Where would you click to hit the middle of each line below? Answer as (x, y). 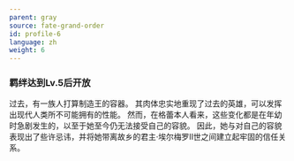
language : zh (33, 42)
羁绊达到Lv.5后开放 (50, 83)
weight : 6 (27, 50)
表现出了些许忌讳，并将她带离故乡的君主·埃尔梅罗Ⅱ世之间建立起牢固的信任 (144, 137)
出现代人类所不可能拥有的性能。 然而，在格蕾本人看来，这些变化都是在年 (142, 115)
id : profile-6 (35, 34)
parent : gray (33, 17)
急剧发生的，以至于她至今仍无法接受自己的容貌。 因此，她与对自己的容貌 (149, 126)
